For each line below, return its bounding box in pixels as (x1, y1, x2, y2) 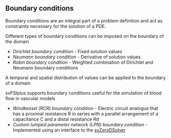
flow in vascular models (5, 95, 55, 101)
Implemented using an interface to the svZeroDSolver (12, 127, 126, 133)
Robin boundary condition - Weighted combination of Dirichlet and (12, 59, 154, 65)
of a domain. (5, 80, 32, 86)
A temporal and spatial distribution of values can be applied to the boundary (5, 74, 166, 81)
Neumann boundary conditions (12, 64, 78, 71)
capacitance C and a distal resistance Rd (12, 116, 99, 122)
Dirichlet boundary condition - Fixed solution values (12, 48, 122, 54)
